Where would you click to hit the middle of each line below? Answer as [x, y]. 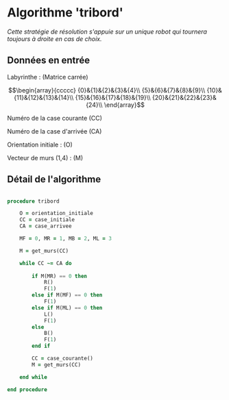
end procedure [27, 389]
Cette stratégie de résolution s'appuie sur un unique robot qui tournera [107, 32]
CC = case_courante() [63, 359]
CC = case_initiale [47, 220]
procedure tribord [33, 201]
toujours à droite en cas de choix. [55, 38]
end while [34, 377]
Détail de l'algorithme [54, 179]
